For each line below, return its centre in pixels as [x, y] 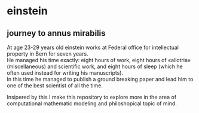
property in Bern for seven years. [48, 54]
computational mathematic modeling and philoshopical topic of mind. [92, 103]
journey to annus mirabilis [56, 33]
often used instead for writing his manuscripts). [65, 73]
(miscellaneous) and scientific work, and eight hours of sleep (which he [95, 66]
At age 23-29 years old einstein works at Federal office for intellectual [93, 47]
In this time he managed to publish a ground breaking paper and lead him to [100, 79]
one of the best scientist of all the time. [55, 85]
